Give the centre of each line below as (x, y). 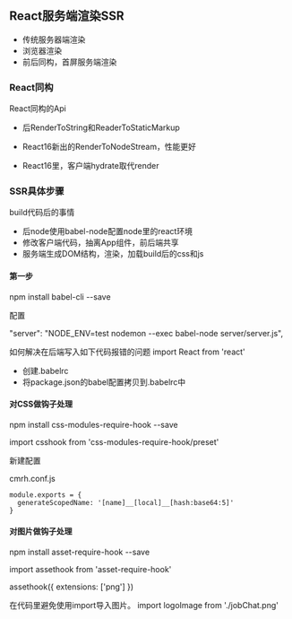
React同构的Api (38, 109)
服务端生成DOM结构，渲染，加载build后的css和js (113, 254)
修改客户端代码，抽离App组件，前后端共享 (100, 243)
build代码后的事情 (42, 213)
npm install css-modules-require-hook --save (94, 424)
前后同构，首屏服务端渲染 (69, 62)
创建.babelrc (45, 371)
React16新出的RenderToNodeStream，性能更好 (109, 147)
